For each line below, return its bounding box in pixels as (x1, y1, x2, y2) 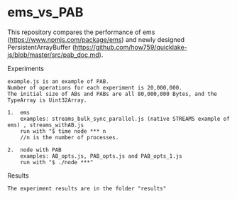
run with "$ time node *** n (20, 127, 106, 135)
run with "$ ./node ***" (20, 158, 94, 166)
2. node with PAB (7, 146, 62, 154)
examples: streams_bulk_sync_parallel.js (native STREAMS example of (20, 115, 231, 122)
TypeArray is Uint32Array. (7, 97, 87, 104)
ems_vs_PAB (7, 4, 84, 21)
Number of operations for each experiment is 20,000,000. (7, 84, 182, 91)
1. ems (7, 109, 31, 116)
